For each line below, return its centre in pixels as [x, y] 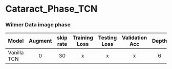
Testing [107, 38]
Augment [40, 41]
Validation [135, 38]
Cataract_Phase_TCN [51, 9]
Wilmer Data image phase [38, 25]
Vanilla [16, 53]
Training [83, 38]
